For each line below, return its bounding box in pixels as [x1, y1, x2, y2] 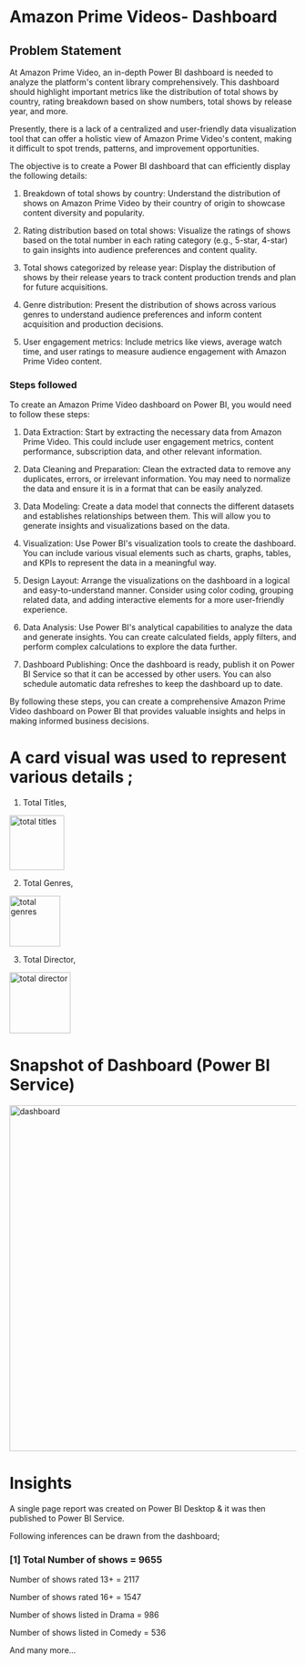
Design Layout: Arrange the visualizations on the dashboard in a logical [22, 575, 291, 586]
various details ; [9, 767, 134, 787]
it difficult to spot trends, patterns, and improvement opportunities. [9, 143, 260, 153]
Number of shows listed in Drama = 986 [9, 1609, 159, 1620]
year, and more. [9, 106, 68, 116]
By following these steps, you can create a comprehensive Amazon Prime [9, 696, 286, 707]
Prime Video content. [22, 356, 103, 366]
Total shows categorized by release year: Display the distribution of [22, 262, 276, 273]
